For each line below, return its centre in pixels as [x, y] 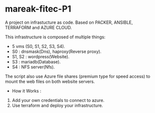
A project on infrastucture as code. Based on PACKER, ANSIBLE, [69, 22]
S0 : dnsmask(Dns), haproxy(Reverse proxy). [56, 51]
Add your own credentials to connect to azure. [58, 100]
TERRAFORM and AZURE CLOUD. [38, 27]
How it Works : [27, 91]
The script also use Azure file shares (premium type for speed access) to [78, 76]
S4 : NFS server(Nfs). [33, 67]
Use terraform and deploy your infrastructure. [57, 105]
